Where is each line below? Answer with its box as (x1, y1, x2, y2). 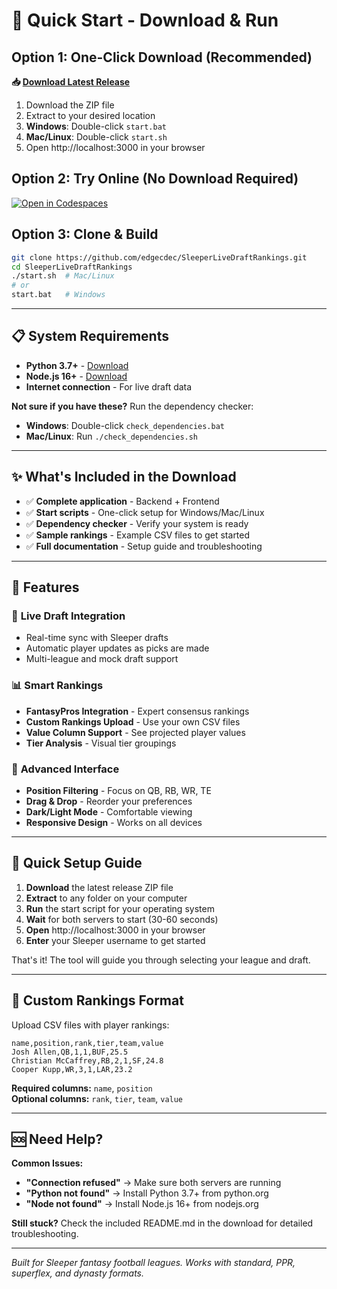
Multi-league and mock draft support (25, 653, 179, 665)
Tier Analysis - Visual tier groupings (25, 737, 177, 749)
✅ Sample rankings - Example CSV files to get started (25, 529, 251, 541)
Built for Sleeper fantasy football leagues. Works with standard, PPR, (11, 1257, 296, 1269)
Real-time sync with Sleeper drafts (25, 632, 169, 644)
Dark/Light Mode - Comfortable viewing (25, 805, 193, 818)
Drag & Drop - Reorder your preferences (25, 795, 193, 807)
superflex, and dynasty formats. (11, 1267, 145, 1279)
